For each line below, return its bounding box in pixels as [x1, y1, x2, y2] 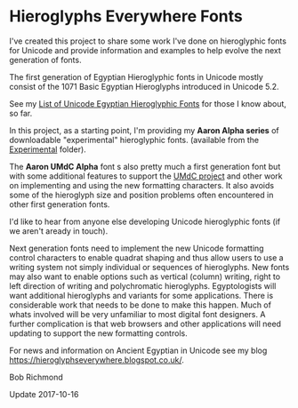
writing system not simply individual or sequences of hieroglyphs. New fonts [9, 261, 290, 272]
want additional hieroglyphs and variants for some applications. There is [9, 290, 274, 300]
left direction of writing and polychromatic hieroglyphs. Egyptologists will [9, 280, 277, 291]
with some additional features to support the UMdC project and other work [9, 171, 283, 181]
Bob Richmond [9, 372, 64, 382]
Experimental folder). [9, 144, 86, 155]
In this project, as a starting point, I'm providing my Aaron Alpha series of [9, 124, 279, 135]
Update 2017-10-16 [9, 388, 79, 399]
